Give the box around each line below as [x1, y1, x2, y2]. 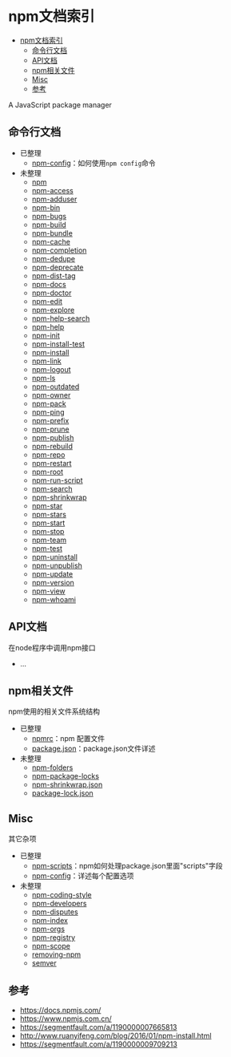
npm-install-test [31, 338, 86, 349]
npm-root [31, 467, 64, 476]
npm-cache [31, 237, 70, 246]
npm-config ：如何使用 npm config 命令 [31, 158, 156, 168]
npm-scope [31, 942, 70, 951]
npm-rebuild [31, 441, 74, 451]
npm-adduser [31, 194, 78, 204]
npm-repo [31, 450, 66, 460]
